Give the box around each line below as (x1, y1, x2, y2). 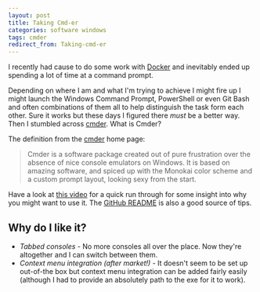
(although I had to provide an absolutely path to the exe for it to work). (19, 275, 246, 284)
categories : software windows (8, 26, 107, 34)
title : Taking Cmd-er (8, 19, 79, 27)
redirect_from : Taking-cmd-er (8, 41, 107, 49)
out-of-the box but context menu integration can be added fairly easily (19, 266, 248, 276)
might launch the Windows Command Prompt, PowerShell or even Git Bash (8, 94, 250, 104)
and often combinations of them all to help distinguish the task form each (8, 103, 244, 112)
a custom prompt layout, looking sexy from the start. (27, 174, 197, 184)
